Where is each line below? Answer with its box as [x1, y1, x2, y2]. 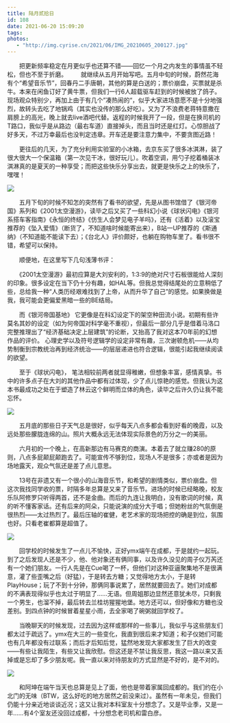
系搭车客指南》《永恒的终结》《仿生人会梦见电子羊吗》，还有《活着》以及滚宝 [7, 216, 220, 223]
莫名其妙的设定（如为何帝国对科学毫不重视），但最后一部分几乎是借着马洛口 [7, 319, 220, 327]
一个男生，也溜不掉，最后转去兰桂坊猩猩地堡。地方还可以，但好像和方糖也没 [7, 598, 223, 606]
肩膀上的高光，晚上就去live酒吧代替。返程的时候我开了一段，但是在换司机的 [7, 113, 221, 121]
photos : [7, 36, 29, 43]
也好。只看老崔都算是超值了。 [7, 519, 91, 527]
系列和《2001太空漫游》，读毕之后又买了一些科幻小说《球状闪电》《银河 [18, 207, 219, 215]
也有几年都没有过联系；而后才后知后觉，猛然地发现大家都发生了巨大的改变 [7, 639, 217, 646]
